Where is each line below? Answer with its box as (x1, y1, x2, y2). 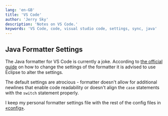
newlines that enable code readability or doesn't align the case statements (5, 84, 160, 90)
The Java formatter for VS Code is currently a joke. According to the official (5, 58, 163, 64)
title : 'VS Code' (5, 12, 42, 17)
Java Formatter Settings (5, 45, 83, 54)
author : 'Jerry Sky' (5, 17, 49, 22)
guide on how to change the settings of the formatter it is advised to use (5, 64, 156, 70)
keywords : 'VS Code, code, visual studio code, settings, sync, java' (5, 26, 157, 31)
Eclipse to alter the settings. (5, 69, 63, 75)
